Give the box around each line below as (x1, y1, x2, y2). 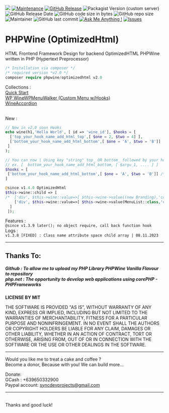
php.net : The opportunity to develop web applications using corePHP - (5, 276, 157, 282)
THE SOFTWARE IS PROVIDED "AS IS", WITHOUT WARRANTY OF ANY (5, 304, 152, 310)
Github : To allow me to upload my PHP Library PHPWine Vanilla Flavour (5, 265, 159, 272)
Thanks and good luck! (5, 401, 53, 408)
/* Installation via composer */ (5, 66, 75, 71)
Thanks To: (5, 251, 41, 260)
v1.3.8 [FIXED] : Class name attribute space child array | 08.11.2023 (5, 233, 158, 238)
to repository (5, 271, 33, 277)
